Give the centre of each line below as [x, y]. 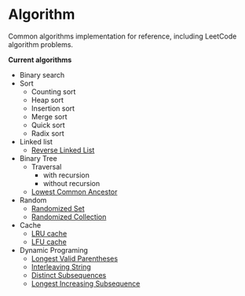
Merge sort [49, 116]
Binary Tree [38, 158]
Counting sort [53, 91]
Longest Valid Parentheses [75, 258]
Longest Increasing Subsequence [86, 283]
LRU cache [49, 233]
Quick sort [48, 125]
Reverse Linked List [63, 150]
